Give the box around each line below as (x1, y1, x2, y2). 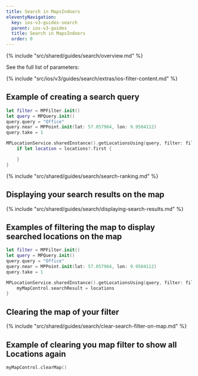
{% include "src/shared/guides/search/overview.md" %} (6, 52, 143, 59)
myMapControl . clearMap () (6, 364, 67, 370)
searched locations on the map (6, 231, 123, 242)
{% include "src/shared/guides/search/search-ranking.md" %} (6, 172, 159, 180)
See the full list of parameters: (6, 64, 80, 71)
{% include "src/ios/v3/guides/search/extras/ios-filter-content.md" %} (6, 75, 178, 82)
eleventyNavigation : (6, 14, 57, 20)
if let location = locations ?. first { (16, 146, 112, 152)
